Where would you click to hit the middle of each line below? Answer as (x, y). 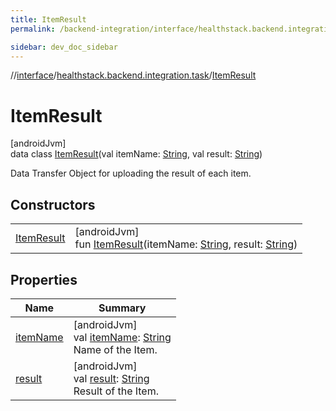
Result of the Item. (116, 391)
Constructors (53, 204)
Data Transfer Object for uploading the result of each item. (131, 173)
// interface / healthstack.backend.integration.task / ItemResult (133, 75)
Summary (122, 308)
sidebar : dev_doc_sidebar (64, 47)
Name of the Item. (115, 349)
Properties (44, 279)
